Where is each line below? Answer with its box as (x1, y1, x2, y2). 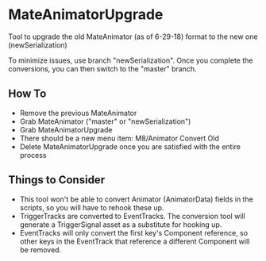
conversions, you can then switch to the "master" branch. (8, 63, 197, 73)
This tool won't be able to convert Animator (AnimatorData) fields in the (19, 194, 254, 204)
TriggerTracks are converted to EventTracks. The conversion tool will (19, 211, 246, 221)
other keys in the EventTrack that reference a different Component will (19, 236, 250, 246)
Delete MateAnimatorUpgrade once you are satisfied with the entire (19, 141, 241, 152)
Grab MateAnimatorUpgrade (19, 125, 113, 134)
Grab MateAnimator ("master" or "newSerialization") (19, 117, 191, 126)
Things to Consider (8, 173, 106, 187)
